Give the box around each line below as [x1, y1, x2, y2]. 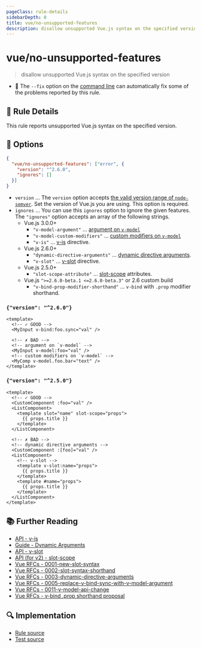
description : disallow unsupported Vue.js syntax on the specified [6, 25, 178, 32]
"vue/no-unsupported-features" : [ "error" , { [11, 161, 124, 167]
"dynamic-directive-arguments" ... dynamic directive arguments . [32, 251, 191, 258]
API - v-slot [14, 548, 43, 555]
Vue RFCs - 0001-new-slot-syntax [14, 561, 100, 568]
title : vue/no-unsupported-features [6, 20, 98, 26]
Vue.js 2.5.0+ [23, 264, 57, 271]
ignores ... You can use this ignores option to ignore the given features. [14, 207, 190, 214]
